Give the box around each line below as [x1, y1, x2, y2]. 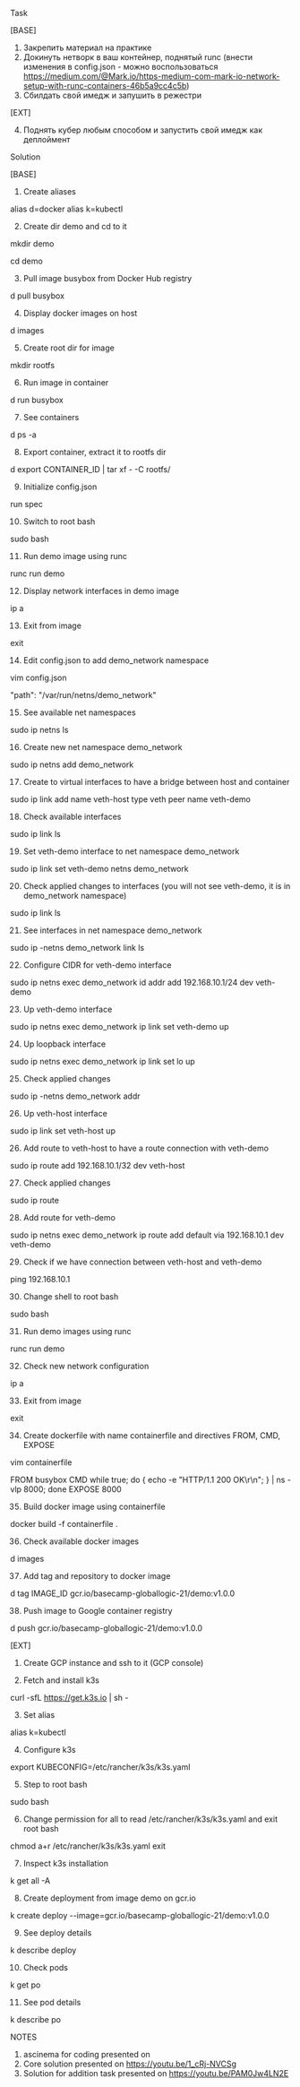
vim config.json [10, 672, 67, 683]
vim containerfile [10, 1457, 73, 1468]
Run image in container [22, 377, 109, 388]
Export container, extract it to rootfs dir [22, 447, 167, 457]
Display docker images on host [22, 308, 138, 318]
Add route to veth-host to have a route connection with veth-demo [22, 1143, 270, 1153]
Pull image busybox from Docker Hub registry [22, 273, 193, 283]
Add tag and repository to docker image [22, 1571, 171, 1581]
